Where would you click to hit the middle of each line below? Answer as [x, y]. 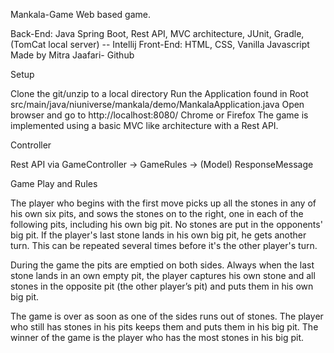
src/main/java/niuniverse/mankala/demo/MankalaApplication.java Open [157, 104]
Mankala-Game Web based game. [80, 14]
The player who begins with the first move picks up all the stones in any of [163, 203]
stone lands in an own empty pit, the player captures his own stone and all [163, 275]
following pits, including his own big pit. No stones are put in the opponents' [166, 224]
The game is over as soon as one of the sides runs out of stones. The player [167, 316]
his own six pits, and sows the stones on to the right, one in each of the [157, 213]
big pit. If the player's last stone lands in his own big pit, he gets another [158, 235]
